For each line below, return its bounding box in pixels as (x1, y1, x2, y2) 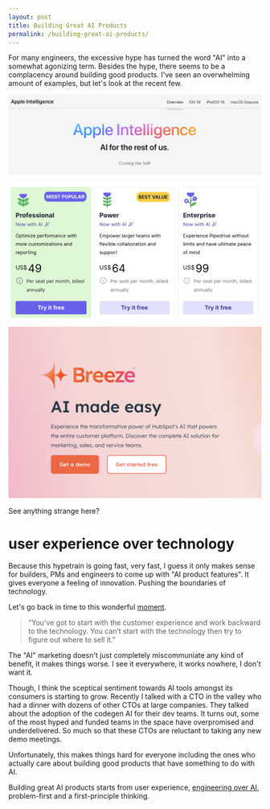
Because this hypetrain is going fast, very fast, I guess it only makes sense (8, 561, 256, 571)
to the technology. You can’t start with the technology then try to (27, 626, 243, 636)
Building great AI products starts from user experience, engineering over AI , (8, 782, 260, 792)
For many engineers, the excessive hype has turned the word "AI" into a (8, 53, 247, 63)
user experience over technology (8, 535, 235, 552)
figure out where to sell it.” (27, 635, 117, 645)
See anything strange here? (8, 507, 100, 516)
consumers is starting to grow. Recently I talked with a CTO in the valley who (8, 692, 262, 701)
